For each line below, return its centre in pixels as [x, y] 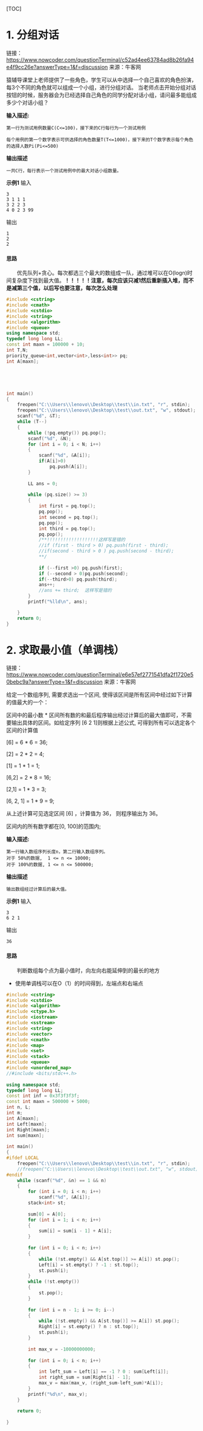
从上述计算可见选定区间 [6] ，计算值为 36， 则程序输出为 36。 [84, 814]
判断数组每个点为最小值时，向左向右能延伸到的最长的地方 [89, 970]
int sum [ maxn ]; [25, 1135]
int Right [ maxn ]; [28, 1130]
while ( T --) [32, 422]
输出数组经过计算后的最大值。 [38, 889]
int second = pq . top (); [68, 517]
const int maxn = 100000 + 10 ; [46, 344]
